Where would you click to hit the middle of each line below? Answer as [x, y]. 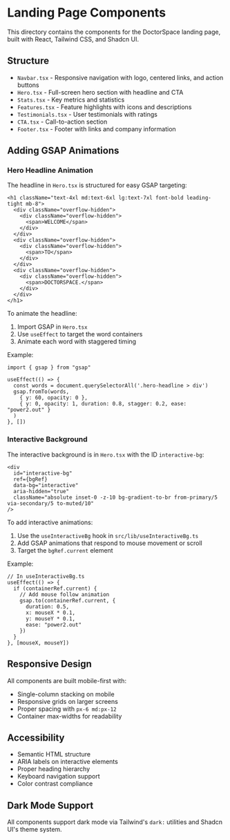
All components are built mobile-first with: [67, 680]
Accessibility [36, 737]
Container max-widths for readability [69, 716]
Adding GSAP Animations [63, 151]
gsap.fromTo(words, [41, 392]
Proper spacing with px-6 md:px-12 [67, 709]
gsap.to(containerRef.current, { [68, 600]
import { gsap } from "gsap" [49, 367]
